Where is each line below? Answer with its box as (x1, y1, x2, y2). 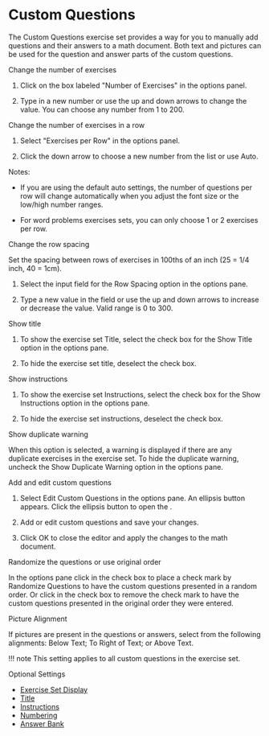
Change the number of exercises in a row (8, 120, 145, 130)
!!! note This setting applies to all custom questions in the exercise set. (8, 653, 241, 663)
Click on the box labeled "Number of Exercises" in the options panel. (19, 80, 247, 90)
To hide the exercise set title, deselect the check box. (19, 358, 197, 368)
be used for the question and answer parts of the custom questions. (8, 49, 234, 59)
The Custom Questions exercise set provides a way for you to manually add (8, 32, 259, 42)
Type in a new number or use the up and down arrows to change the (19, 96, 247, 105)
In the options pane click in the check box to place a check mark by (8, 573, 232, 582)
